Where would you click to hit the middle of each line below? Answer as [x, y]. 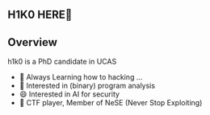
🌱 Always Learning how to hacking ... [81, 77]
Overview [33, 42]
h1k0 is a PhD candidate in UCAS [62, 62]
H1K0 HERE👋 [40, 15]
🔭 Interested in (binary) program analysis [87, 86]
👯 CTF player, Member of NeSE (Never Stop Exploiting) [111, 103]
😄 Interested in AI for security [69, 94]
